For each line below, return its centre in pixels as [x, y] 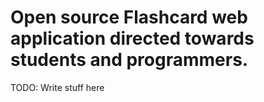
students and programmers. [129, 60]
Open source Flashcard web [129, 17]
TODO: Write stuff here [57, 87]
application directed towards [132, 38]
